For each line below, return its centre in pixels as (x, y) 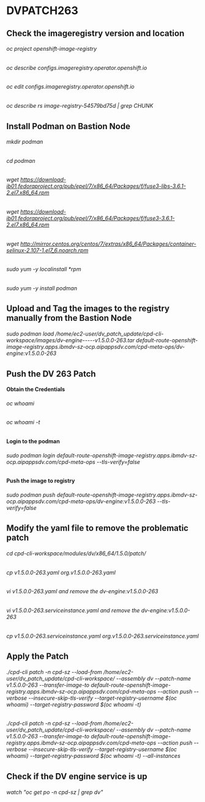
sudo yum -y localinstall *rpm (44, 269)
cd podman (21, 160)
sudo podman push (31, 495)
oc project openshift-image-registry (52, 49)
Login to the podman (33, 441)
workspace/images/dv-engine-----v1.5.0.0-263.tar (70, 340)
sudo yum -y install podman (42, 288)
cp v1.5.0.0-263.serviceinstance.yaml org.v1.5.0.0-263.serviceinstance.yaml (102, 636)
